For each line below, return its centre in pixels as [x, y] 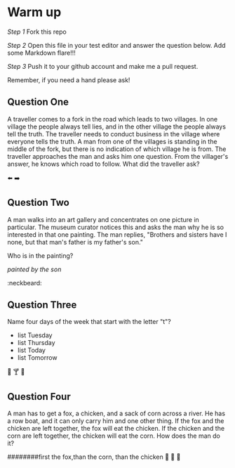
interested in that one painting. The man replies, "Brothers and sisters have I [117, 234]
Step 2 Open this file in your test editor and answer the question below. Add [116, 45]
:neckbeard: [25, 282]
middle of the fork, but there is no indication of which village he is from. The [117, 149]
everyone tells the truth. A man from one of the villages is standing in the [112, 141]
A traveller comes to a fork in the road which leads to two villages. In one [113, 119]
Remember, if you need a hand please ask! [69, 80]
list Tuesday [35, 335]
